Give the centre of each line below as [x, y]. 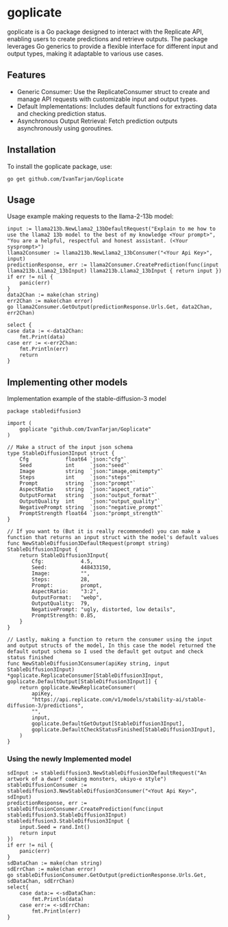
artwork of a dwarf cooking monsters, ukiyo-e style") [87, 779]
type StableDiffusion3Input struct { [61, 454]
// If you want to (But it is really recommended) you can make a [104, 531]
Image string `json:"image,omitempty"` [92, 472]
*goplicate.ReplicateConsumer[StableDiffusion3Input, [86, 676]
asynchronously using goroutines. [65, 128]
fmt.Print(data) [43, 337]
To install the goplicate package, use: [60, 166]
